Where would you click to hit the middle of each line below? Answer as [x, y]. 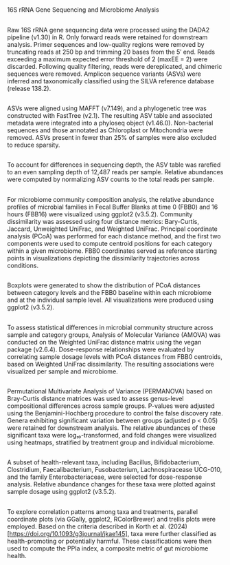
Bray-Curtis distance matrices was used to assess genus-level [95, 398]
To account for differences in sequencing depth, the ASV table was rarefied [114, 165]
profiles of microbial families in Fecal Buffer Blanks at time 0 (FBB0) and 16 [113, 207]
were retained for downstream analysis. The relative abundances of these [111, 428]
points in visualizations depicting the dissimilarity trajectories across [104, 258]
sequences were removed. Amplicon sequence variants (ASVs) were [104, 74]
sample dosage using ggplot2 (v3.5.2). [62, 492]
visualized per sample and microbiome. [62, 371]
